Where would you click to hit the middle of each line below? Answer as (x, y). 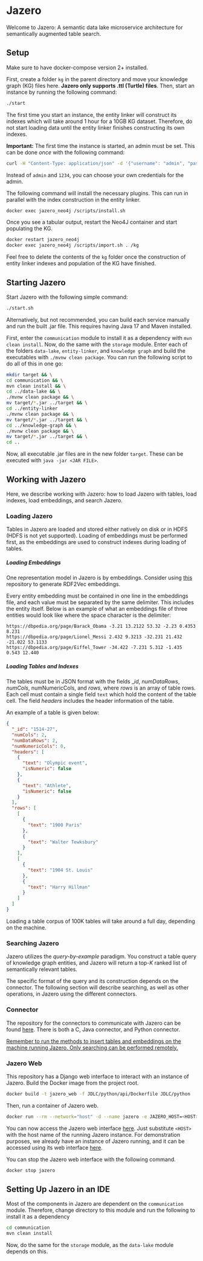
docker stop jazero (31, 1170)
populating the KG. (30, 228)
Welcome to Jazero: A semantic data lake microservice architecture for (95, 27)
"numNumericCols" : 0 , (39, 746)
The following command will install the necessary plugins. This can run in (97, 193)
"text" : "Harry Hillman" (59, 887)
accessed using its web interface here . (54, 1147)
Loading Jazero (30, 516)
